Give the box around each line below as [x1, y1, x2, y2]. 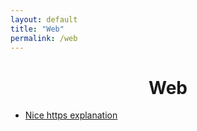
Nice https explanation [24, 109, 118, 121]
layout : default [10, 14, 78, 25]
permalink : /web [10, 33, 78, 43]
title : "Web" [10, 24, 65, 34]
